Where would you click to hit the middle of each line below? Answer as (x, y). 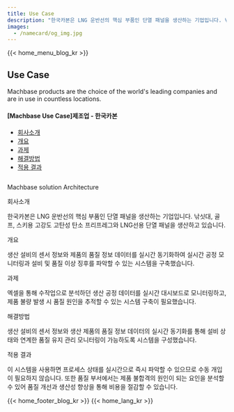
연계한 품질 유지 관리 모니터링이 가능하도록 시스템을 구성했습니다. (108, 340)
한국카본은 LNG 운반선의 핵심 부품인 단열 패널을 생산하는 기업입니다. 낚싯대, (110, 216)
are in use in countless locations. (54, 99)
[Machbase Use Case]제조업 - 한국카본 (62, 116)
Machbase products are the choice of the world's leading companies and (112, 92)
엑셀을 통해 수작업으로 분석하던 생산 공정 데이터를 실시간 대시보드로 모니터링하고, (117, 293)
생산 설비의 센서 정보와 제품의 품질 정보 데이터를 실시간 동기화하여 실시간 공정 (112, 255)
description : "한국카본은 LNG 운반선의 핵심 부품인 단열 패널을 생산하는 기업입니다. (115, 20)
